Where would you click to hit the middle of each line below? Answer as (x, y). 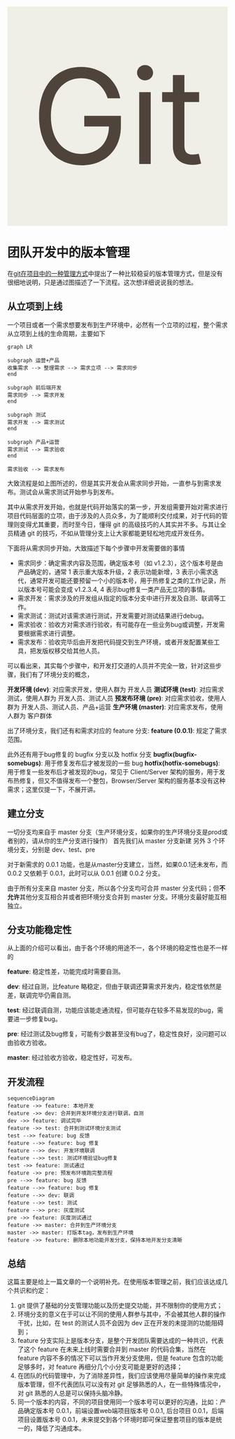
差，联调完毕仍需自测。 (41, 995)
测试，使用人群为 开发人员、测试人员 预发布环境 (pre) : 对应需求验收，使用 (114, 698)
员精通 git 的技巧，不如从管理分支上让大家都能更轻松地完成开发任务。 (108, 533)
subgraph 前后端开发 (34, 387)
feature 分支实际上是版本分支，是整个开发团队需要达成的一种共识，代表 (120, 1340)
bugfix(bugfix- (175, 754)
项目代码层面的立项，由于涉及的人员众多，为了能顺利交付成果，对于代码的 (114, 515)
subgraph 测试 (27, 415)
